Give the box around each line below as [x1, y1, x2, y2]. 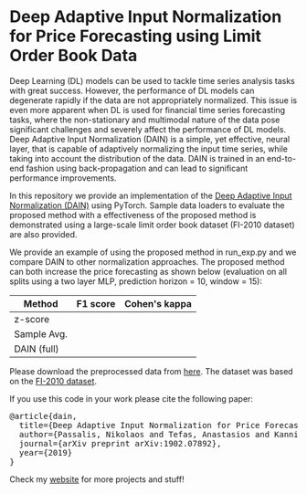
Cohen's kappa [124, 297, 192, 310]
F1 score [76, 297, 116, 310]
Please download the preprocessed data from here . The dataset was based [9, 365, 294, 376]
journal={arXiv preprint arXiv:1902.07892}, [18, 438, 222, 448]
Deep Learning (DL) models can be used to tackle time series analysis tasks [9, 75, 295, 86]
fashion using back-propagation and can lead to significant [26, 163, 249, 173]
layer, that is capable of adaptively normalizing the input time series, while [9, 143, 288, 154]
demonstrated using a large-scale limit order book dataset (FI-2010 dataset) [9, 219, 295, 230]
